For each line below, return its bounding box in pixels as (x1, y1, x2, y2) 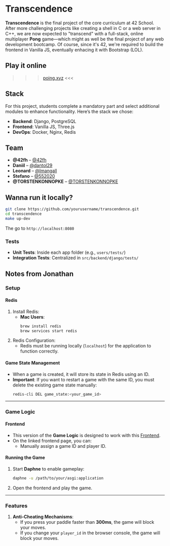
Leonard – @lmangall (12, 168, 57, 174)
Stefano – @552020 (12, 173, 55, 179)
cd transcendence (5, 211, 42, 217)
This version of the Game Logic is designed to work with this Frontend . (12, 432, 161, 438)
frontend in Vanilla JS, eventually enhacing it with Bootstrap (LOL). (5, 47, 143, 53)
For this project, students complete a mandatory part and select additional (5, 103, 160, 109)
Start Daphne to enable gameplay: (12, 465, 84, 472)
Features (5, 502, 28, 509)
